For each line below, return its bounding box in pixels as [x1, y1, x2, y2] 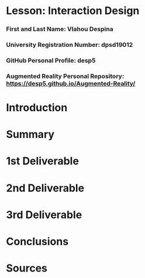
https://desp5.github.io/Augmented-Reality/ [6, 79, 136, 87]
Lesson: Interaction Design [6, 4, 140, 18]
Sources [6, 262, 48, 275]
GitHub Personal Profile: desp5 [6, 56, 96, 64]
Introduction [6, 101, 68, 115]
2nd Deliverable [6, 181, 85, 194]
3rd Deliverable [6, 208, 82, 221]
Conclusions [6, 235, 69, 248]
